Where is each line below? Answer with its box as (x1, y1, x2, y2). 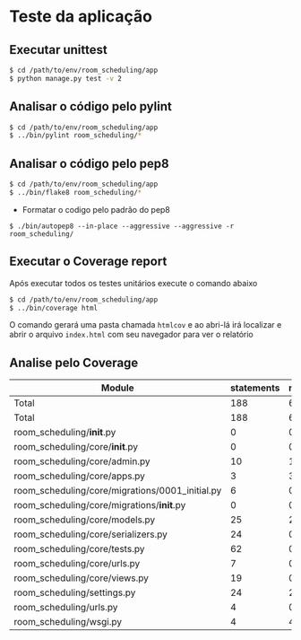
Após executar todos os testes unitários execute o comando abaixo (9, 277, 258, 288)
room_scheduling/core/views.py (13, 572, 150, 584)
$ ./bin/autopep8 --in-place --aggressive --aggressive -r (9, 222, 235, 231)
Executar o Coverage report (9, 254, 168, 269)
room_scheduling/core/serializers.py (13, 528, 168, 540)
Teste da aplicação (9, 6, 152, 27)
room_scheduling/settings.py (13, 586, 136, 599)
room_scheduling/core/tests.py (13, 543, 145, 556)
